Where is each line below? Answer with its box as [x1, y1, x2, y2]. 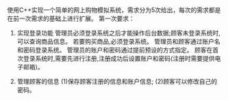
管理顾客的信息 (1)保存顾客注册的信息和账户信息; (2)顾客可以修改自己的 [16, 78, 218, 85]
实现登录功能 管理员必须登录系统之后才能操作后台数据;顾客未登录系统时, [16, 29, 220, 37]
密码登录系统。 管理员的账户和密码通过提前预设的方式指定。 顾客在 [23, 46, 213, 54]
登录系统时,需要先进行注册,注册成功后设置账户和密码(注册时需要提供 [23, 54, 215, 63]
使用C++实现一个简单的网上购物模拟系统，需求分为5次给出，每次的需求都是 [7, 6, 221, 14]
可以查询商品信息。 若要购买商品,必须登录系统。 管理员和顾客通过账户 [16, 37, 214, 46]
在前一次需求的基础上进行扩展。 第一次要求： [7, 14, 135, 22]
